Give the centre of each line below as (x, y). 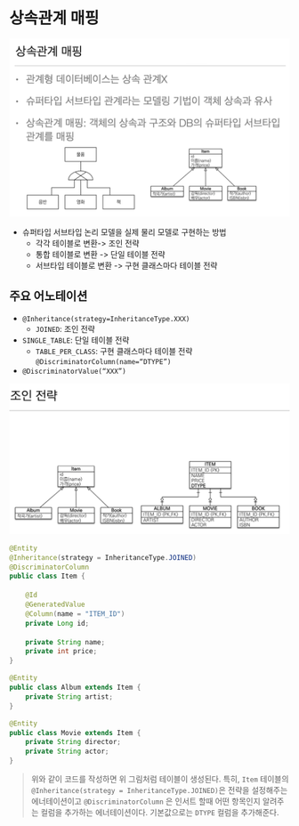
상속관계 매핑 (54, 18)
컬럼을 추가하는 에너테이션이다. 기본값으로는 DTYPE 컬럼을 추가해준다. (160, 813)
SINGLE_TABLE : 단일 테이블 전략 (76, 340)
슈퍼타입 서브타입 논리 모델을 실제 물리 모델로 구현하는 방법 (124, 231)
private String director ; (73, 742)
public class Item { (48, 576)
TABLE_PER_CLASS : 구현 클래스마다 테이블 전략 (114, 351)
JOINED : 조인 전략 (65, 328)
